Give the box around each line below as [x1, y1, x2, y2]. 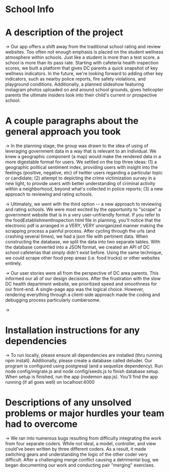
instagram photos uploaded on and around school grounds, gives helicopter [5, 87, 163, 93]
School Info [5, 4, 54, 15]
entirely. [5, 260, 22, 267]
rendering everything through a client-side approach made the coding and [5, 292, 160, 298]
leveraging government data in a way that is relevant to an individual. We [5, 148, 157, 154]
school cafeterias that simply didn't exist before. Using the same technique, [5, 249, 163, 256]
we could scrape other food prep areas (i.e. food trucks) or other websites [5, 255, 160, 261]
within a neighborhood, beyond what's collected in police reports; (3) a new [5, 186, 163, 192]
